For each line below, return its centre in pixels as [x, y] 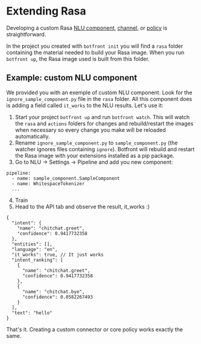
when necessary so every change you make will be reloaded [90, 130]
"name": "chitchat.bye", [53, 291]
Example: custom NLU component [72, 78]
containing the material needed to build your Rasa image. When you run [95, 52]
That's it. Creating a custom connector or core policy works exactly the [94, 329]
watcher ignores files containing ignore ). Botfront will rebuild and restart [105, 149]
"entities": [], [32, 244]
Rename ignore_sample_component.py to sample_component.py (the [96, 143]
